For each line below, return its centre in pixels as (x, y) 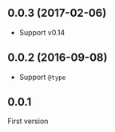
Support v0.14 (42, 32)
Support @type (42, 77)
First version (28, 121)
